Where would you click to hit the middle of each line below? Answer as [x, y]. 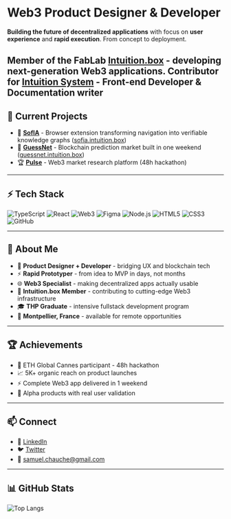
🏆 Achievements [45, 345]
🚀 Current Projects [47, 116]
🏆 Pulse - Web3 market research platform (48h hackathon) [102, 162]
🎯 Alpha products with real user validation [76, 393]
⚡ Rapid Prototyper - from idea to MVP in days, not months [101, 274]
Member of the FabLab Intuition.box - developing [114, 61]
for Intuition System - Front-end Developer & [104, 82]
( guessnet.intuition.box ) [51, 155]
